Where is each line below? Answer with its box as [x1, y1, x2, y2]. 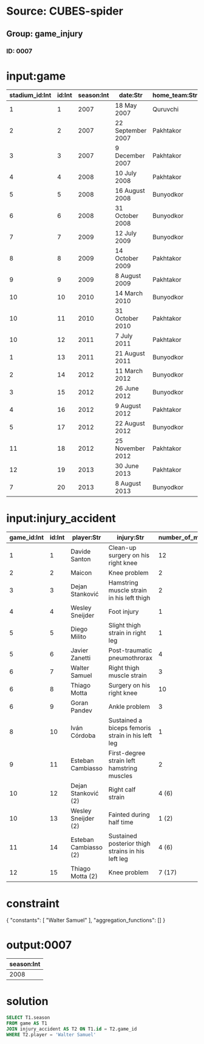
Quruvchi [152, 105, 179, 114]
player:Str [72, 534, 101, 542]
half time [108, 818, 134, 827]
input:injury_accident [6, 511, 117, 525]
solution [6, 995, 49, 1008]
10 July [115, 169, 137, 178]
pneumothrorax [108, 654, 153, 663]
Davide [70, 548, 91, 556]
